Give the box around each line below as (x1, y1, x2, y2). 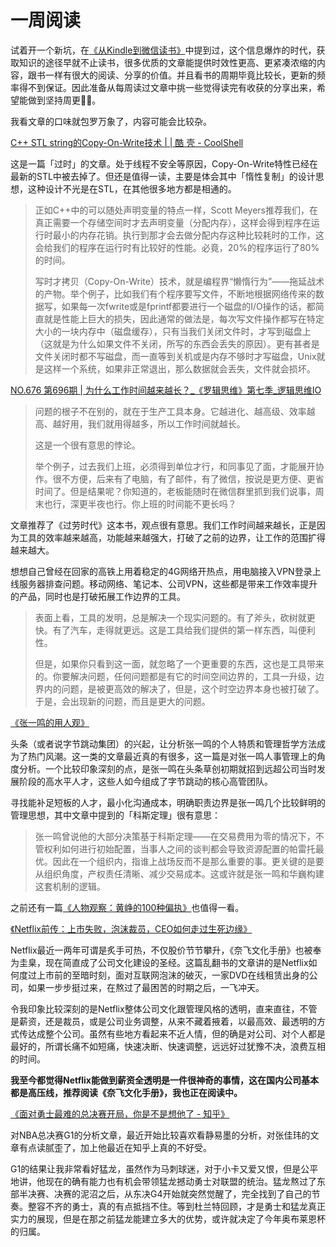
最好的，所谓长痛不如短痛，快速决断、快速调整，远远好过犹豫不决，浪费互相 (10, 1040, 326, 1052)
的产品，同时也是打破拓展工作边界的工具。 (10, 590, 186, 602)
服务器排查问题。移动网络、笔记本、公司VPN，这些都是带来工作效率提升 (18, 577, 318, 590)
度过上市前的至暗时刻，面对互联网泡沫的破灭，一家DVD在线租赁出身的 (18, 969, 310, 981)
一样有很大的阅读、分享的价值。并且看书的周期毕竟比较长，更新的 (44, 69, 317, 81)
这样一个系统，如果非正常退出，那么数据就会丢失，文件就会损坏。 (43, 362, 316, 375)
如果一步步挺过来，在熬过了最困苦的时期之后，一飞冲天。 (27, 981, 265, 993)
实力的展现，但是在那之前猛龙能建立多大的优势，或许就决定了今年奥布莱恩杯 (10, 1212, 326, 1225)
